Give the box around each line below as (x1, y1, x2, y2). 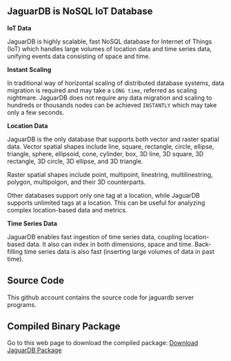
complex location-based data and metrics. (7, 205, 128, 214)
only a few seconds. (7, 108, 65, 116)
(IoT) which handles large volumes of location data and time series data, (7, 44, 212, 53)
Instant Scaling (7, 65, 52, 73)
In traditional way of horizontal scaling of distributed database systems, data (7, 79, 225, 87)
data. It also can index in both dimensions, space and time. (26, 240, 193, 248)
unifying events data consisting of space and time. (7, 52, 150, 60)
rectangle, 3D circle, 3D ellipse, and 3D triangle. (7, 157, 143, 165)
